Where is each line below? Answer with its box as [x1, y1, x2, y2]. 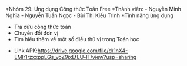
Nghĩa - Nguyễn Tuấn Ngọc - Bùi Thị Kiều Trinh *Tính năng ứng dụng [5, 12, 174, 19]
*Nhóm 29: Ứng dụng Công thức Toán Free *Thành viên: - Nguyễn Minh [5, 6, 182, 12]
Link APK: [14, 47, 38, 54]
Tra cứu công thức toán [14, 24, 71, 30]
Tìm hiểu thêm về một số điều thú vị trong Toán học [14, 36, 139, 42]
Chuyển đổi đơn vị [14, 29, 59, 37]
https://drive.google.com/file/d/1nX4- [37, 47, 128, 54]
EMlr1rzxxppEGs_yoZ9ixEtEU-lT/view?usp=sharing [14, 54, 137, 60]
